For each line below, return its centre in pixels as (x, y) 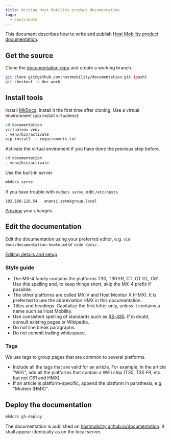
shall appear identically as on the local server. (53, 431)
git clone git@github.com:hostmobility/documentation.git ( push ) (76, 77)
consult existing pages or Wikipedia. (51, 322)
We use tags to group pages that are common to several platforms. (76, 357)
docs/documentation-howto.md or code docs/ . (52, 244)
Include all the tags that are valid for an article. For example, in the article (89, 367)
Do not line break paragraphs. (44, 327)
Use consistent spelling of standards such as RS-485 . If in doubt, (81, 316)
